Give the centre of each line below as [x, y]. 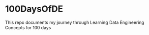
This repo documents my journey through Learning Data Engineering [74, 22]
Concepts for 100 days [28, 27]
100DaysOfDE [34, 9]
